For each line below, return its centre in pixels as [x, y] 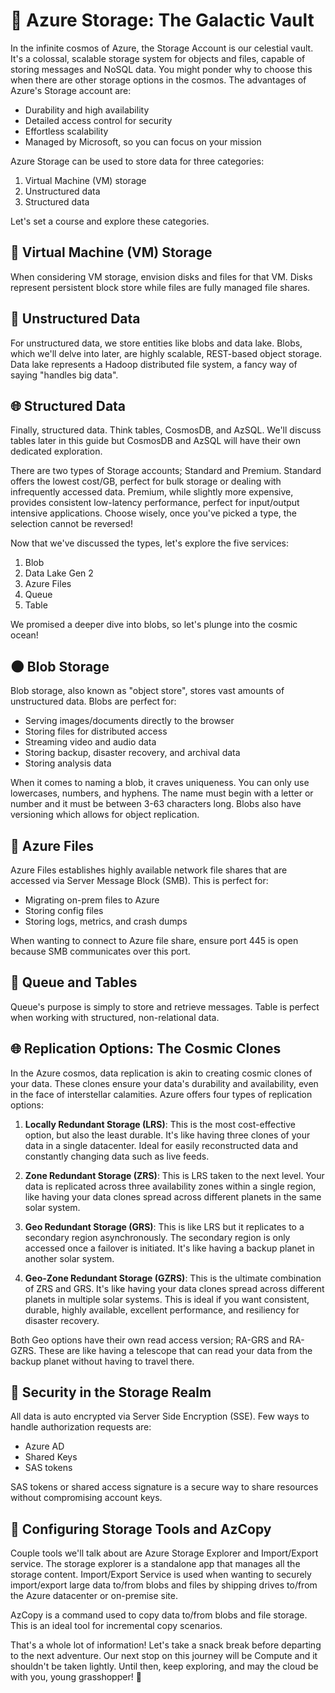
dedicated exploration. [56, 451]
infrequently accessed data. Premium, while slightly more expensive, [152, 492]
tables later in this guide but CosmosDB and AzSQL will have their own [156, 441]
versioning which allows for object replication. [105, 815]
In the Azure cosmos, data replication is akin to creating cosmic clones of [161, 1073]
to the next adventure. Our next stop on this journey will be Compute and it [164, 1656]
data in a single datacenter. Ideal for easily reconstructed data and [161, 1145]
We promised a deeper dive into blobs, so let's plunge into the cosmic [154, 625]
